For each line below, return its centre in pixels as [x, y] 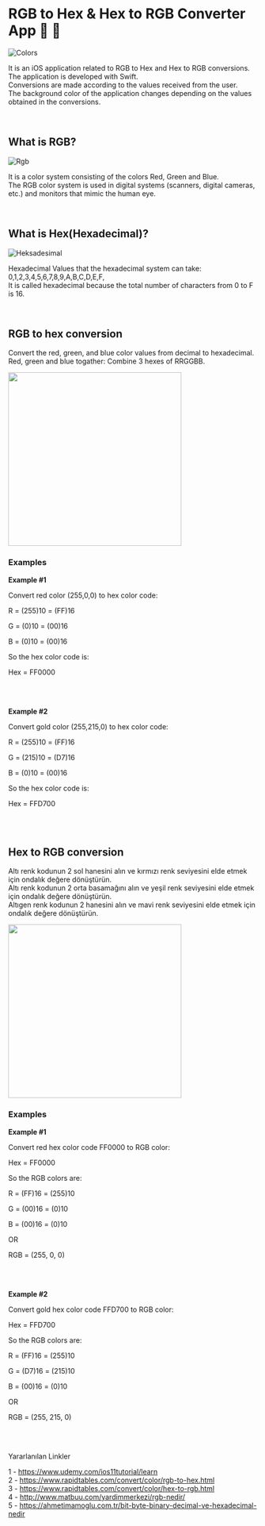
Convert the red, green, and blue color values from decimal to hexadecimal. [131, 353]
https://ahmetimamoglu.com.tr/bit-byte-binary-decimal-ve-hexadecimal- [138, 1505]
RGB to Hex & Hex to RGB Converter [127, 14]
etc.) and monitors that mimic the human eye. [82, 193]
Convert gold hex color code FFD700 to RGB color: [91, 1309]
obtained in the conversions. [55, 102]
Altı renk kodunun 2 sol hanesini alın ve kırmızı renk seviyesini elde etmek [128, 871]
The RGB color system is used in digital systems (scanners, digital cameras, [132, 185]
